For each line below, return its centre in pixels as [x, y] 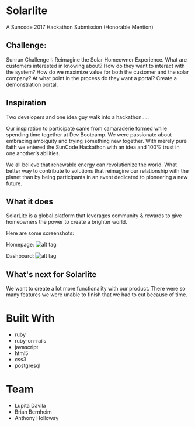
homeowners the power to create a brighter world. [67, 222]
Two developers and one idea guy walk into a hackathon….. [78, 117]
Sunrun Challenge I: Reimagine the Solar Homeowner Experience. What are [97, 59]
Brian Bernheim [33, 412]
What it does [30, 201]
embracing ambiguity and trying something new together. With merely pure [96, 141]
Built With [30, 318]
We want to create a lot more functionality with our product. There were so [96, 289]
